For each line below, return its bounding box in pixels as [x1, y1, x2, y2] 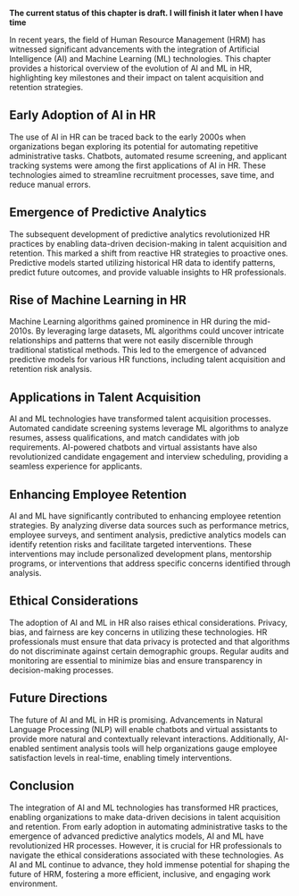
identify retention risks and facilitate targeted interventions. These [9, 539, 253, 550]
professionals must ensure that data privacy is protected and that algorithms [9, 636, 290, 647]
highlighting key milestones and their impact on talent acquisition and [9, 72, 264, 83]
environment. [9, 878, 58, 889]
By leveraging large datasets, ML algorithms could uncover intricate [35, 325, 285, 336]
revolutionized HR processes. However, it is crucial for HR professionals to [9, 840, 283, 850]
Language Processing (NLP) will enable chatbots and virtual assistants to [9, 723, 278, 734]
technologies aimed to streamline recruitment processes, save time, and [9, 169, 275, 180]
